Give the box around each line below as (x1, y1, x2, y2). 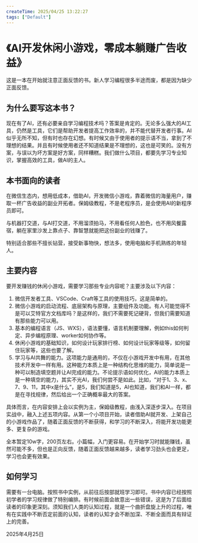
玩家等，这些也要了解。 (19, 346, 77, 354)
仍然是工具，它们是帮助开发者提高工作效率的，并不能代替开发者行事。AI (16, 127, 192, 134)
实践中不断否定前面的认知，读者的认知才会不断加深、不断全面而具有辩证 (16, 511, 192, 518)
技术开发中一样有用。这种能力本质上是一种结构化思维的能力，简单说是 (14, 361, 186, 368)
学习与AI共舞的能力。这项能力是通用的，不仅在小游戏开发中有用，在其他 (14, 354, 190, 361)
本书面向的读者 (6, 175, 61, 186)
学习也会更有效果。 (6, 452, 53, 460)
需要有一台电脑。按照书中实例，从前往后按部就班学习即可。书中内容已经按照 (6, 488, 192, 495)
